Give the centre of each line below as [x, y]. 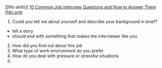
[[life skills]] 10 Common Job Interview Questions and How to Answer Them [81, 7]
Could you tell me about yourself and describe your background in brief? [85, 22]
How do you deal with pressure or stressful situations [65, 56]
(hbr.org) [14, 12]
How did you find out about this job [47, 45]
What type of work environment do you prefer [58, 51]
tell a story [23, 31]
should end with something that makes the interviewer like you [74, 36]
